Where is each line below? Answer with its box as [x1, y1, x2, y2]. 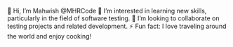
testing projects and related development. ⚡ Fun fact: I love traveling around [7, 22, 227, 30]
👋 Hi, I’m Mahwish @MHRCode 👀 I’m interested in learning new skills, [7, 7, 207, 15]
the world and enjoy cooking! [7, 32, 92, 40]
